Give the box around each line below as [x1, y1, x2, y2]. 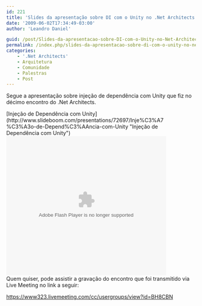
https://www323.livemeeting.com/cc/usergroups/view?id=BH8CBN [6, 293, 173, 301]
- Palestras [17, 70, 47, 76]
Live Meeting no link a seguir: [6, 281, 79, 289]
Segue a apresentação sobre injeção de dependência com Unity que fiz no [6, 92, 192, 99]
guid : [6, 37, 20, 43]
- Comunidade [17, 64, 50, 70]
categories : [6, 48, 36, 54]
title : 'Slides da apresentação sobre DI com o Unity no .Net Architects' [6, 14, 198, 20]
